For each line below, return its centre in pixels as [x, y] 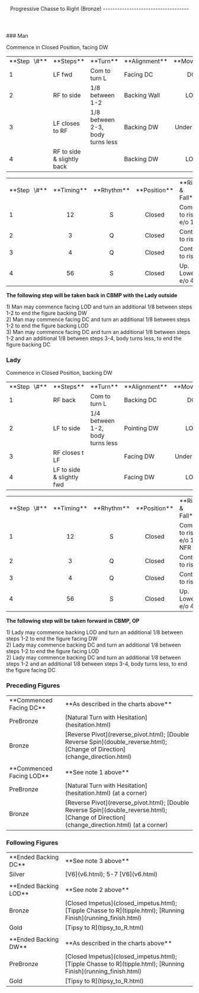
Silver [17, 874]
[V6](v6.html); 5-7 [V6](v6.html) [111, 874]
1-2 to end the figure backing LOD [47, 326]
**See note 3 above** [97, 861]
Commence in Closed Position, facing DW [57, 47]
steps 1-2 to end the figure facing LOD [53, 651]
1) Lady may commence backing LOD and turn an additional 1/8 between [94, 632]
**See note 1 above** [97, 772]
